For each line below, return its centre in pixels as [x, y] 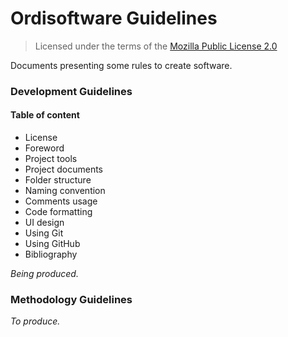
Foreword [44, 148]
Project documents [64, 169]
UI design [44, 223]
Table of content [45, 115]
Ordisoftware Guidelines [114, 18]
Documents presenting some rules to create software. [121, 65]
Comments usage [61, 201]
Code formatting [58, 212]
